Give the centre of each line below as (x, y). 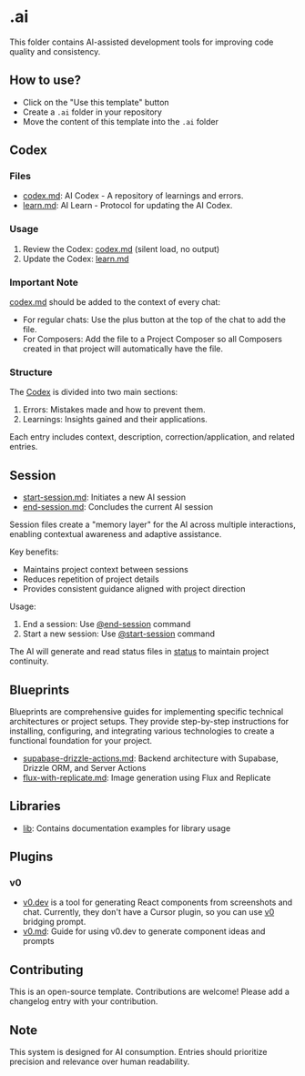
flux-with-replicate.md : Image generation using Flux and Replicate (147, 777)
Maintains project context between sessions (105, 570)
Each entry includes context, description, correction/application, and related (152, 437)
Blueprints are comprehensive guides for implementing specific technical (147, 711)
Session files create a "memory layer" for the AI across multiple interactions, (152, 524)
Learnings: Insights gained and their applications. (115, 420)
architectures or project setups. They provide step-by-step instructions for (149, 721)
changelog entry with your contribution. (84, 1001)
